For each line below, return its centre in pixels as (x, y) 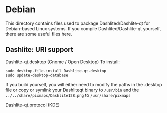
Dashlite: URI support (39, 49)
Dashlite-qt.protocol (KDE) (33, 105)
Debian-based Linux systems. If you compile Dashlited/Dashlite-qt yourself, (83, 28)
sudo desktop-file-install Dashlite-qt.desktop (56, 71)
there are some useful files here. (39, 34)
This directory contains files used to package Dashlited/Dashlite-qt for (78, 23)
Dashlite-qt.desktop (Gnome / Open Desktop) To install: (63, 62)
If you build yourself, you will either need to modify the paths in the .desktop (84, 84)
